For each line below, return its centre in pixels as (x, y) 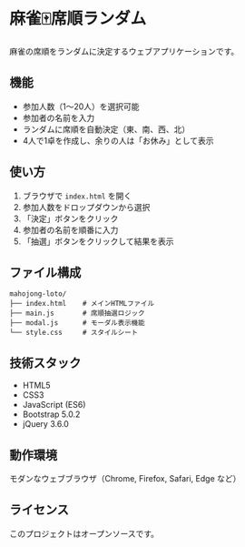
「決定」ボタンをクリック (70, 218)
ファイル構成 (45, 273)
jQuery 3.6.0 (46, 424)
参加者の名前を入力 (59, 117)
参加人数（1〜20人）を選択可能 (81, 106)
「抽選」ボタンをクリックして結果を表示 (98, 241)
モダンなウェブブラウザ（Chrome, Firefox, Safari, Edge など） (125, 478)
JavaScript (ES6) (54, 405)
